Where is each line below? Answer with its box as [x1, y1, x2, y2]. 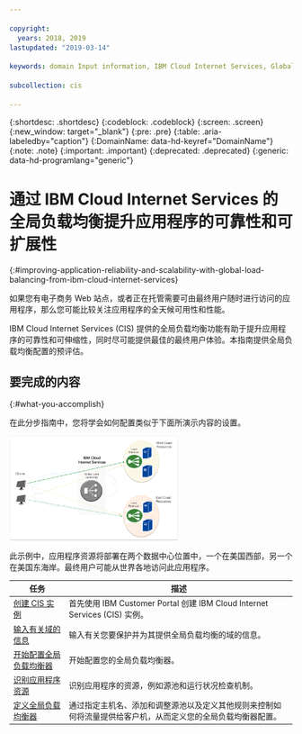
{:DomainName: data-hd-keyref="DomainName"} [90, 135, 274, 146]
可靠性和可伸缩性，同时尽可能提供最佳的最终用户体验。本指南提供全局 [24, 334, 285, 345]
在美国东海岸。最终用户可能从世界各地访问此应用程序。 [9, 561, 214, 572]
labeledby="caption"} [9, 135, 89, 146]
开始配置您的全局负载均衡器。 [68, 654, 180, 666]
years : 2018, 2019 [17, 33, 87, 42]
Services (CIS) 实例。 [68, 609, 148, 621]
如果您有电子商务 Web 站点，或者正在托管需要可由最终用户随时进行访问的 [9, 293, 283, 304]
